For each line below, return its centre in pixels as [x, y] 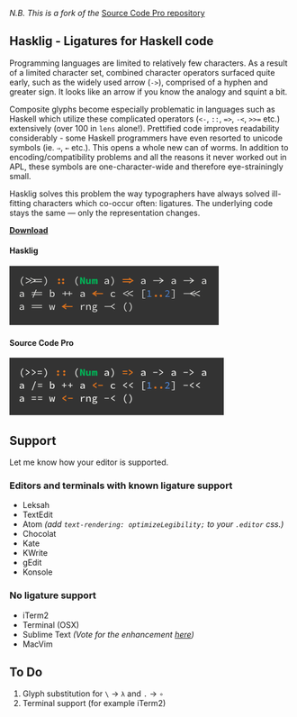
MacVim [37, 644]
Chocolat [39, 534]
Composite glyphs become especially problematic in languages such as [143, 109]
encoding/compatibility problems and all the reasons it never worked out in [148, 157]
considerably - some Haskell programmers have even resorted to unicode [146, 138]
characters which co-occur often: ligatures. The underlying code [153, 203]
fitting [20, 203]
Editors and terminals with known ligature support [121, 486]
